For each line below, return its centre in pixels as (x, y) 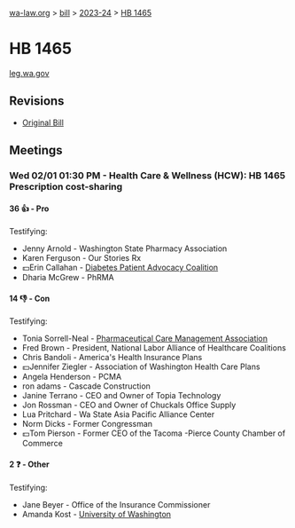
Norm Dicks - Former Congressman (87, 424)
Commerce (43, 444)
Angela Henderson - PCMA (72, 377)
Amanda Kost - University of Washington (96, 514)
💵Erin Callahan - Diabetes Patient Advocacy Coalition (120, 268)
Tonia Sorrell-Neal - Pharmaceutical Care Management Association (145, 339)
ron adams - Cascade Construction (86, 386)
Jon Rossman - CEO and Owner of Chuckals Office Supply (129, 405)
